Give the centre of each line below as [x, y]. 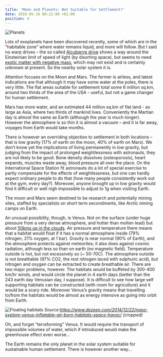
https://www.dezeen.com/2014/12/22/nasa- [104, 310]
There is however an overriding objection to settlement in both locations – [79, 137]
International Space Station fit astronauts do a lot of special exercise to [76, 168]
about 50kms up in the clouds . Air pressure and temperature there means [79, 228]
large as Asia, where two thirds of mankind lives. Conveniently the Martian [80, 112]
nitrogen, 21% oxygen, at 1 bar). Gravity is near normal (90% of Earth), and [80, 238]
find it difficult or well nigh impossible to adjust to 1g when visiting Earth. [77, 189]
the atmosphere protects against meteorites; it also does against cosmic [77, 244]
